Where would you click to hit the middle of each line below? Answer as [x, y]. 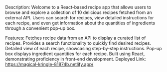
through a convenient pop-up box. [40, 28]
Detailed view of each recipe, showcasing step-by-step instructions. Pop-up [83, 48]
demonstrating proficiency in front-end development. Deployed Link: [76, 59]
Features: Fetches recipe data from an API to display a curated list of [76, 38]
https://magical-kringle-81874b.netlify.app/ [49, 64]
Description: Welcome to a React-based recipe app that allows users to [78, 7]
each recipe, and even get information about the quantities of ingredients [80, 23]
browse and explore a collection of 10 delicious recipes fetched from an [79, 12]
